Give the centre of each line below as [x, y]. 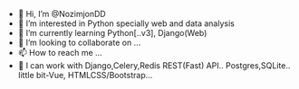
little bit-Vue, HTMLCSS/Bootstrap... [85, 75]
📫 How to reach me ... [60, 53]
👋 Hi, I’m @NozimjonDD [62, 14]
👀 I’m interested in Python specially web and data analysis [126, 23]
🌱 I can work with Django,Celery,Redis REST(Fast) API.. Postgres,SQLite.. [154, 66]
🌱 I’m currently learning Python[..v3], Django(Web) [112, 33]
